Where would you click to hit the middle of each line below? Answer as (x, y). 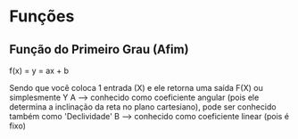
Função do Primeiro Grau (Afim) (99, 49)
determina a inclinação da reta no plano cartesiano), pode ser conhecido (143, 107)
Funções (42, 16)
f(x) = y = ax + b (39, 70)
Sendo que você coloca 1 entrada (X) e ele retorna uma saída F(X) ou (136, 88)
